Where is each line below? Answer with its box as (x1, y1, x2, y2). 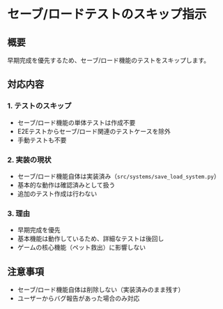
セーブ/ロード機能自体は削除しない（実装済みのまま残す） (17, 285, 185, 294)
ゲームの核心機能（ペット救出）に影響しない (17, 243, 146, 252)
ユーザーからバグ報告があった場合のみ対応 (17, 294, 140, 303)
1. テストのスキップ (7, 101, 72, 111)
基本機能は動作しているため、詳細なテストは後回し (17, 234, 164, 243)
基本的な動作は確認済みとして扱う (17, 181, 116, 189)
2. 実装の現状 (7, 155, 52, 165)
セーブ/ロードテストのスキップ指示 (7, 6, 207, 22)
